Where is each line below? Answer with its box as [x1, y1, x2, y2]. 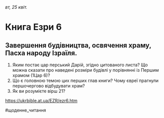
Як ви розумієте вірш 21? [12, 88, 66, 94]
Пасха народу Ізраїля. [5, 49, 78, 57]
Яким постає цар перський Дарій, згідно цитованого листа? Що [12, 62, 148, 68]
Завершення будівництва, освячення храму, [5, 41, 152, 49]
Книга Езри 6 [5, 22, 62, 33]
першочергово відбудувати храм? [12, 83, 85, 88]
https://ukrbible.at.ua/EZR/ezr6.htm [5, 98, 78, 103]
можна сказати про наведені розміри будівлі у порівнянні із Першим [12, 67, 159, 73]
